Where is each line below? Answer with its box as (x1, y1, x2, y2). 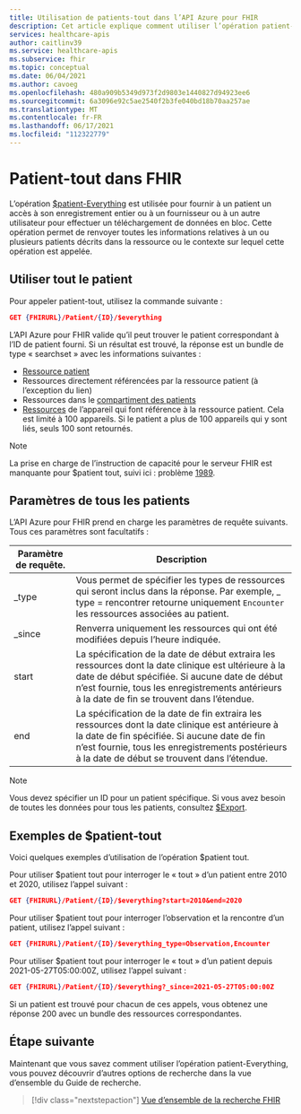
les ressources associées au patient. (75, 607, 229, 620)
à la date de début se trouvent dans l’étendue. (75, 753, 269, 765)
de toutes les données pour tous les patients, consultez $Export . (9, 802, 248, 813)
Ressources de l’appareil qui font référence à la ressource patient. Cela (21, 404, 285, 414)
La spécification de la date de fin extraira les (75, 708, 262, 720)
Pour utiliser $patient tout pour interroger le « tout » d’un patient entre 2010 (9, 869, 288, 880)
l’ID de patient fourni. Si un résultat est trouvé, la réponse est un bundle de (9, 338, 284, 350)
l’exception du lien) (21, 385, 92, 396)
